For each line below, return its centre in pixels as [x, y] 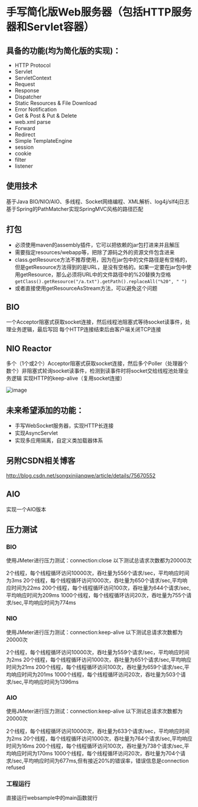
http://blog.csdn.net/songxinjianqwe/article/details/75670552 [81, 475]
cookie [23, 153]
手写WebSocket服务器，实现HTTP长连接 [64, 426]
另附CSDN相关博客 [41, 461]
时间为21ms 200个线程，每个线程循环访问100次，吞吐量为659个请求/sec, [95, 667]
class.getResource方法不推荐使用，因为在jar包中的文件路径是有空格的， [102, 260]
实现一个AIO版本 [26, 509]
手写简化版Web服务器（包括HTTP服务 [99, 12]
